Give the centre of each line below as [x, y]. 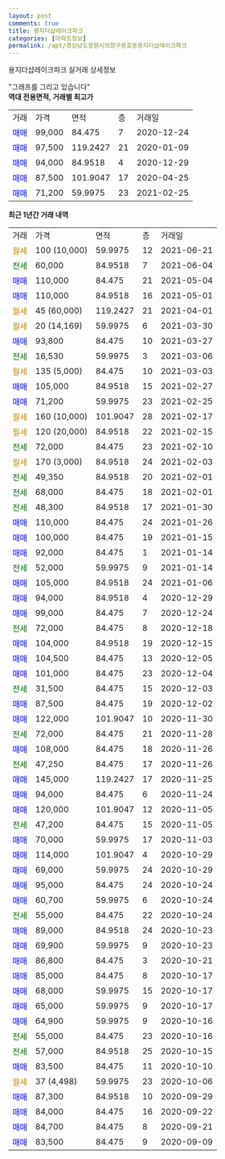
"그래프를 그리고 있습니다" [49, 87]
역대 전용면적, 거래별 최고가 [51, 97]
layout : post [30, 16]
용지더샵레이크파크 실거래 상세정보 [62, 70]
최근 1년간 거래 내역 [39, 215]
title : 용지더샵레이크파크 [46, 31]
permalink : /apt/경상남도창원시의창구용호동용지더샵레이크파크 [98, 46]
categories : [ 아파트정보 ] [47, 38]
